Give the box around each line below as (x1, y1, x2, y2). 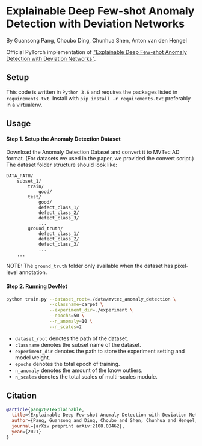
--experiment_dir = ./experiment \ (49, 307, 133, 313)
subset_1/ (17, 179, 42, 185)
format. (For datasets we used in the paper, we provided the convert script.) (6, 155, 194, 162)
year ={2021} (11, 429, 42, 435)
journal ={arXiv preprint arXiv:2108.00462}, (11, 423, 125, 429)
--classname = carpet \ (49, 302, 103, 308)
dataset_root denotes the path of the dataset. (14, 335, 129, 342)
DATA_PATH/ (6, 173, 34, 179)
